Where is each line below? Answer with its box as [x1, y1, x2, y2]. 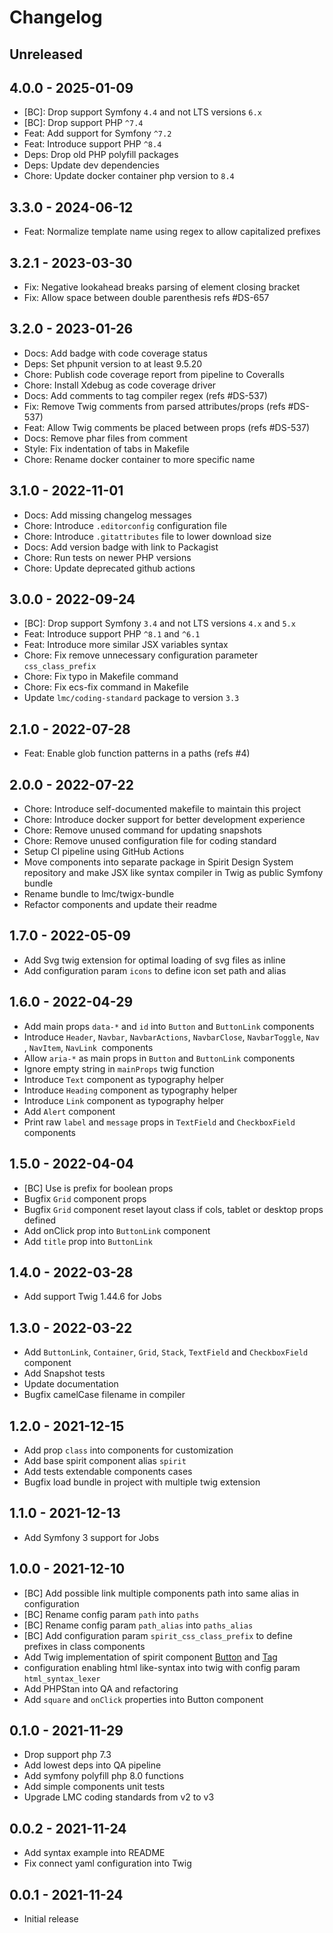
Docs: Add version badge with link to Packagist [23, 541, 219, 553]
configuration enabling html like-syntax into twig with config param [23, 1661, 301, 1673]
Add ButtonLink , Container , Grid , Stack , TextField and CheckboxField [23, 1346, 309, 1358]
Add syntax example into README [23, 1847, 166, 1859]
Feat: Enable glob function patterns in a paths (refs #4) [23, 747, 251, 760]
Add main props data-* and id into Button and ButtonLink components [23, 1020, 315, 1032]
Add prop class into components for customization [23, 1444, 234, 1456]
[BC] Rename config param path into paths [23, 1608, 200, 1620]
